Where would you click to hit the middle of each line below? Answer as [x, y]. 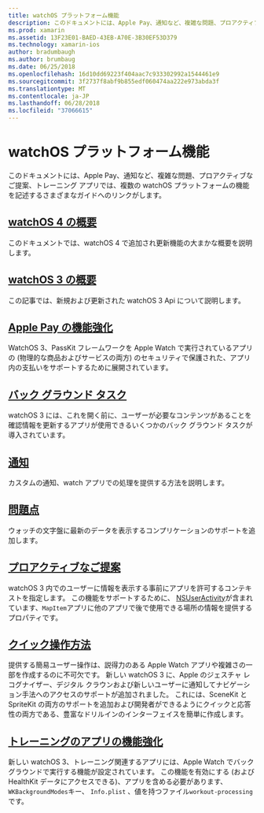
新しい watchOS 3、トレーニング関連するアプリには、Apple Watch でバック [131, 762]
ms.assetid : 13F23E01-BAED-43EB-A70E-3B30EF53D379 [93, 37]
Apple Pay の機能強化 [61, 327]
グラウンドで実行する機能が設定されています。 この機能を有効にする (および [132, 772]
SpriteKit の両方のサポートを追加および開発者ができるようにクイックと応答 [130, 704]
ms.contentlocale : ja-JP [49, 96]
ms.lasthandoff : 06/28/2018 [54, 103]
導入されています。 [39, 435]
